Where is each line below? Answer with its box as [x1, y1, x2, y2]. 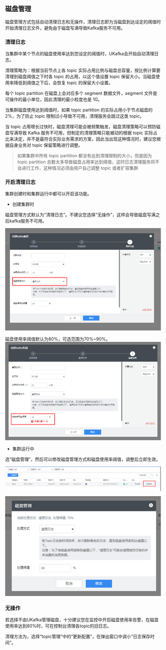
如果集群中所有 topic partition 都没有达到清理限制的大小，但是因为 [17, 153, 152, 159]
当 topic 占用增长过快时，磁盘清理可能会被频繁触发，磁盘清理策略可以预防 [5, 124, 157, 130]
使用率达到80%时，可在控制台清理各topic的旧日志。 [5, 623, 112, 629]
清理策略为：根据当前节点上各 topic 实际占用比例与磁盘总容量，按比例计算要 [5, 67, 161, 73]
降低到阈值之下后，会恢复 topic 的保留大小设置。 [13, 80, 113, 86]
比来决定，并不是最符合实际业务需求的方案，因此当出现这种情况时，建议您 [5, 136, 157, 142]
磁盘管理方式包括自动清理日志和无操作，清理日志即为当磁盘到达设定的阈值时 [5, 19, 161, 25]
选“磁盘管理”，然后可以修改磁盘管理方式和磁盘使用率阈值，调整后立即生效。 [5, 456, 161, 462]
